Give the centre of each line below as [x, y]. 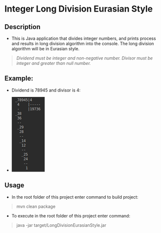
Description [22, 27]
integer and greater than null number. [54, 63]
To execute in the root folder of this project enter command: [71, 216]
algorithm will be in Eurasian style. [46, 49]
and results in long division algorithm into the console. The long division [83, 44]
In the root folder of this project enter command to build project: [75, 197]
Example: [19, 78]
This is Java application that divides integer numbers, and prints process [84, 38]
